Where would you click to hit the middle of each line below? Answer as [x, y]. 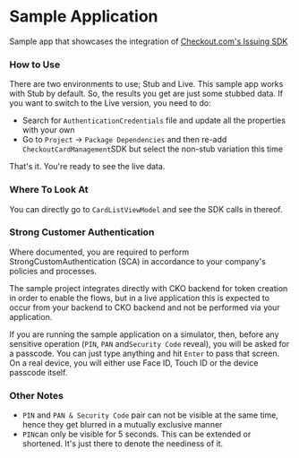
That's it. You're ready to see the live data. [87, 167]
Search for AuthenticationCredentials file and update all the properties [154, 121]
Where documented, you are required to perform [99, 252]
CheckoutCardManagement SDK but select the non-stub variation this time [153, 149]
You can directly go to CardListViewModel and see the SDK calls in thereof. [146, 209]
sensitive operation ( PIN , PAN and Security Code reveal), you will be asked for [149, 343]
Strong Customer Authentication [82, 232]
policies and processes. [53, 271]
